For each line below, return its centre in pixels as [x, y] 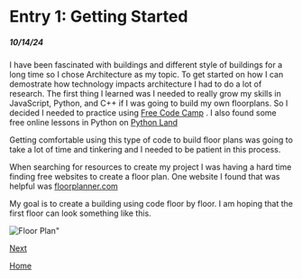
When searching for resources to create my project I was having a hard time [151, 167]
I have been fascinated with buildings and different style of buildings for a [146, 65]
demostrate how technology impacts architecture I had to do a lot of [136, 84]
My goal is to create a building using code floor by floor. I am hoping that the [151, 204]
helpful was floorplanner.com [64, 186]
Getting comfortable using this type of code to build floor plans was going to [151, 140]
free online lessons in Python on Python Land [94, 123]
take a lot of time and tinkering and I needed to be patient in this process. [145, 150]
